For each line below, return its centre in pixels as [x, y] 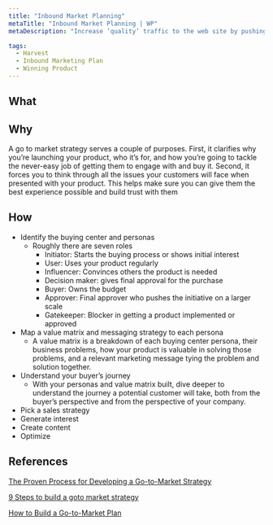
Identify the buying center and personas [87, 237]
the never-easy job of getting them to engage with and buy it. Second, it [129, 166]
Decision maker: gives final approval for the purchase [134, 280]
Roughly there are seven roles [82, 246]
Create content [45, 427]
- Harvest [32, 54]
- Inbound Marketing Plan [60, 61]
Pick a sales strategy [55, 410]
